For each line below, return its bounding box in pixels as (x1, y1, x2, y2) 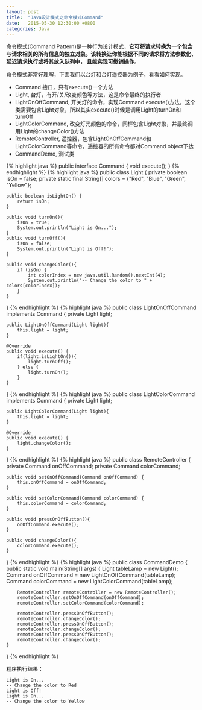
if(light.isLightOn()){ (17, 354, 77, 360)
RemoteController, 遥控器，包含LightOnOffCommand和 (14, 135, 152, 142)
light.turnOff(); (28, 359, 71, 365)
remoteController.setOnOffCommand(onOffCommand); (17, 595, 145, 601)
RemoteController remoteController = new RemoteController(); (17, 589, 177, 595)
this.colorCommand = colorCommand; (17, 501, 107, 507)
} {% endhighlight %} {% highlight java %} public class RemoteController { (6, 456, 191, 463)
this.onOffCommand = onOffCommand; (17, 480, 107, 486)
